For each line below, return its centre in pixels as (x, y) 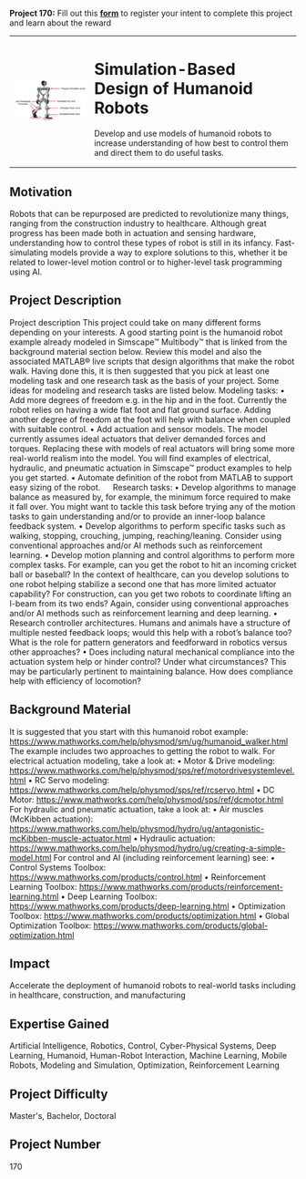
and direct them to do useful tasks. (159, 152)
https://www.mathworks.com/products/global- (181, 926)
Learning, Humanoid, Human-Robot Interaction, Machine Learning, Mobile (148, 1056)
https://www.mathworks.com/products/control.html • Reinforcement (138, 877)
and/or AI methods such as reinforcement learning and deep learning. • (143, 613)
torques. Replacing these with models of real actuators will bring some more (153, 448)
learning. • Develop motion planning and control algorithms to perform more (153, 554)
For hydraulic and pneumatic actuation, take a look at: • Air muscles (137, 809)
